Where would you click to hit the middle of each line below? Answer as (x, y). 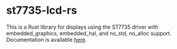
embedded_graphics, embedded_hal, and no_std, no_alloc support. (89, 33)
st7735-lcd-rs (42, 10)
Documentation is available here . (46, 39)
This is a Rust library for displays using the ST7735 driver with (82, 27)
